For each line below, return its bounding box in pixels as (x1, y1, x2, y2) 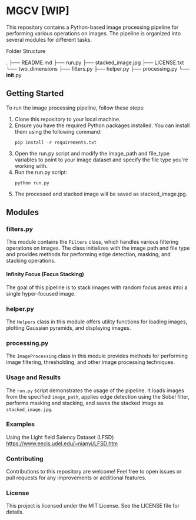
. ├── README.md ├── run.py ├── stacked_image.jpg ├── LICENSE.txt (6, 59, 184, 66)
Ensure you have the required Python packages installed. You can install (14, 122, 190, 129)
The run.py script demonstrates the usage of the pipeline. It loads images (6, 387, 184, 394)
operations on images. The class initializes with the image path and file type (6, 244, 190, 251)
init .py (6, 71, 22, 78)
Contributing (6, 455, 44, 463)
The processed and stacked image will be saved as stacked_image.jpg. (14, 190, 188, 197)
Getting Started (6, 88, 64, 98)
